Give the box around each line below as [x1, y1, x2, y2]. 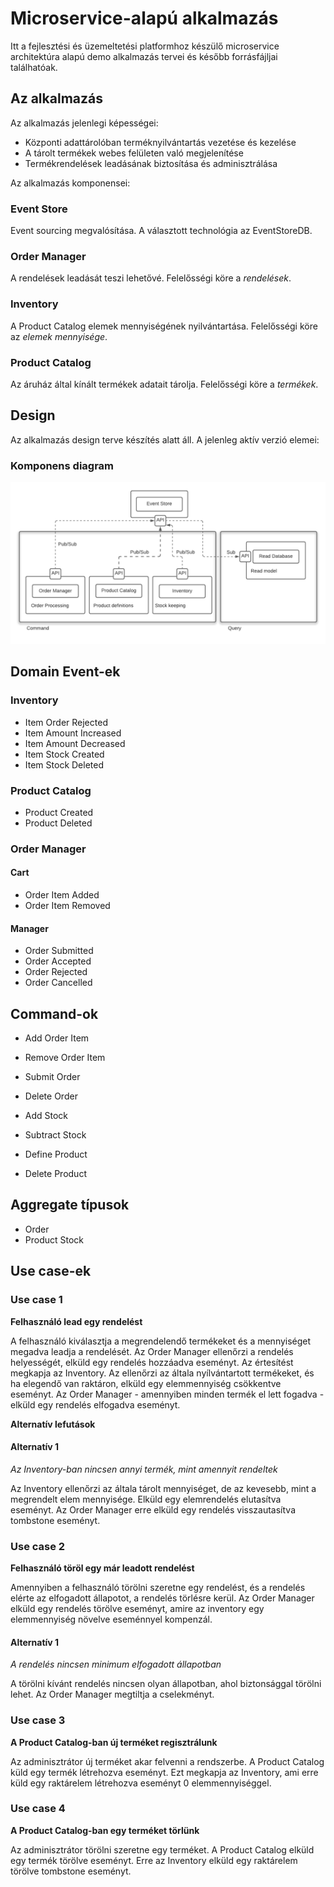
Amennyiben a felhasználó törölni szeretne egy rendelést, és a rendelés [10, 1582, 306, 1594]
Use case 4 [10, 1802, 66, 1816]
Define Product [24, 1148, 88, 1161]
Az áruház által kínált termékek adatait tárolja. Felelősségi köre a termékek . [10, 378, 319, 390]
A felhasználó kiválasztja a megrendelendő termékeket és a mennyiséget [10, 1335, 312, 1347]
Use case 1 [10, 1293, 63, 1307]
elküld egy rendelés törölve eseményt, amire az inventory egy [10, 1603, 265, 1615]
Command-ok [10, 1005, 99, 1022]
